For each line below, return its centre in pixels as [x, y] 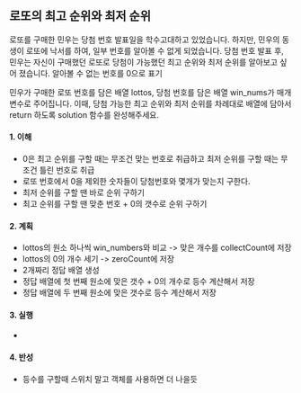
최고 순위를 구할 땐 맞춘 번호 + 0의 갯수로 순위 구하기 [115, 204]
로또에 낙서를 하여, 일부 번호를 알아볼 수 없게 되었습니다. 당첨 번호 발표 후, [155, 50]
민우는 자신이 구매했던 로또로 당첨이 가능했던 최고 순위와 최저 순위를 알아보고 [144, 62]
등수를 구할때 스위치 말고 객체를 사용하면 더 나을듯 [110, 379]
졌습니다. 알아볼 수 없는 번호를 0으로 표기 [91, 73]
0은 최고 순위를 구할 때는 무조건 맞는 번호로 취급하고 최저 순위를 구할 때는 [150, 159]
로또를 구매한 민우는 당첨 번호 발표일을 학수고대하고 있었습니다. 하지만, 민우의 [145, 40]
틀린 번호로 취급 [67, 170]
